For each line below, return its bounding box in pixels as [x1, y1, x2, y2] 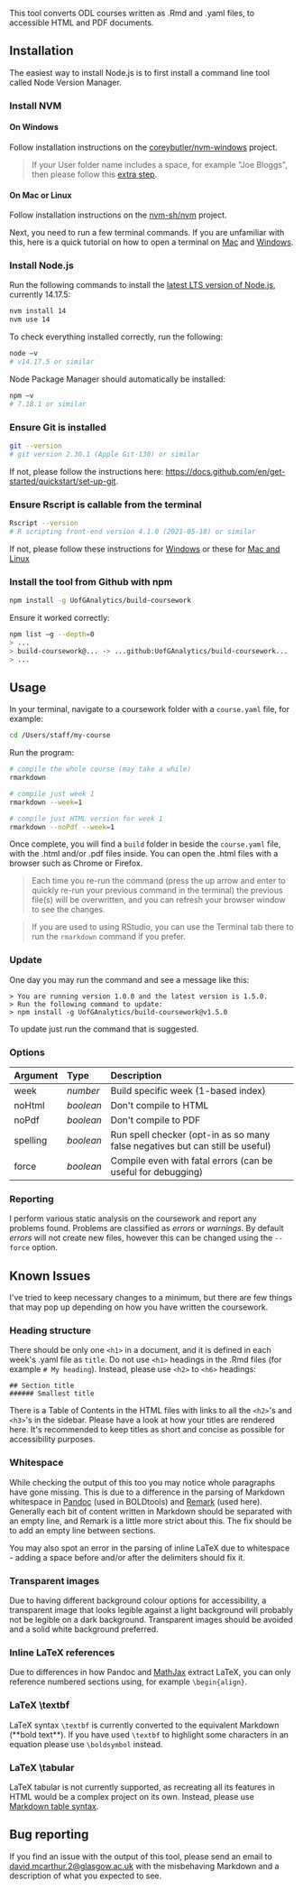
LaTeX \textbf [9, 1699, 70, 1711]
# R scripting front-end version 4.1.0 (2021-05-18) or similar [9, 527, 256, 536]
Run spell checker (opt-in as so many [110, 1128, 271, 1141]
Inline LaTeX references [9, 1646, 115, 1659]
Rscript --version [9, 519, 78, 528]
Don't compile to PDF [110, 1114, 201, 1126]
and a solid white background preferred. [9, 1624, 160, 1635]
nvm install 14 [9, 307, 67, 316]
